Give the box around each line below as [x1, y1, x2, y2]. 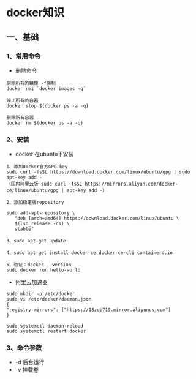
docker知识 [6, 6, 64, 20]
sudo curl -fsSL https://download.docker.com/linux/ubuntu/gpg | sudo [6, 169, 190, 175]
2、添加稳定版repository [6, 200, 64, 206]
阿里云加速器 [15, 279, 48, 286]
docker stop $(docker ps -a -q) [6, 102, 89, 109]
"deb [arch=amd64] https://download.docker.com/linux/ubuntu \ [14, 216, 179, 222]
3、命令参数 [6, 343, 42, 352]
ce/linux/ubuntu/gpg [6, 187, 59, 193]
